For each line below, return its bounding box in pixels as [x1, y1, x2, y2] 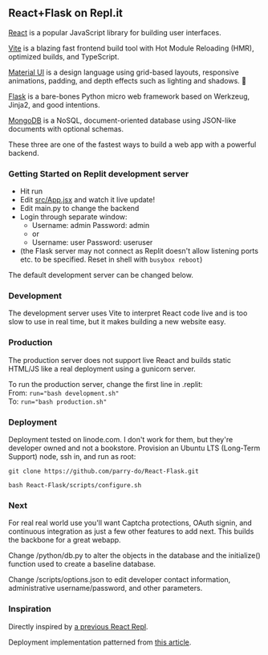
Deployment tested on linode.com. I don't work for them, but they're [8, 435, 233, 444]
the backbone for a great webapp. [8, 535, 122, 545]
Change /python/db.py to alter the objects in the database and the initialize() [8, 551, 261, 560]
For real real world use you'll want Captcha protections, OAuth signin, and [8, 518, 253, 528]
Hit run [19, 186, 43, 196]
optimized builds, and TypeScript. [8, 51, 120, 61]
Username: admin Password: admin [31, 221, 150, 230]
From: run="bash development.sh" [8, 388, 120, 397]
